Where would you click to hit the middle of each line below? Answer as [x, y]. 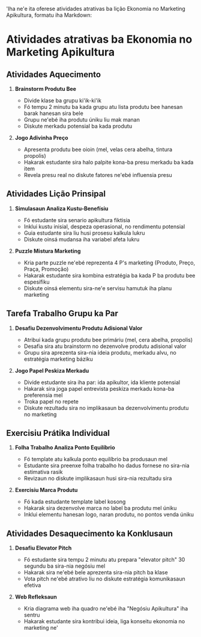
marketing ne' [41, 628]
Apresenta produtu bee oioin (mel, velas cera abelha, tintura [98, 149]
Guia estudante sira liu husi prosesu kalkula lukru [84, 233]
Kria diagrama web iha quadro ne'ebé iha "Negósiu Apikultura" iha [106, 609]
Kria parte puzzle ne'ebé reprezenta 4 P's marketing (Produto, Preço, [109, 263]
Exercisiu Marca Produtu [46, 490]
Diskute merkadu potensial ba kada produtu [78, 126]
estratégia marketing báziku [58, 359]
